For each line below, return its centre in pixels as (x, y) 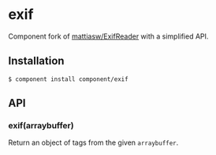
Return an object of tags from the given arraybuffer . (93, 142)
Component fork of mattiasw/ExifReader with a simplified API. (108, 36)
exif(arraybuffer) (41, 126)
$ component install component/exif (68, 79)
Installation (36, 61)
